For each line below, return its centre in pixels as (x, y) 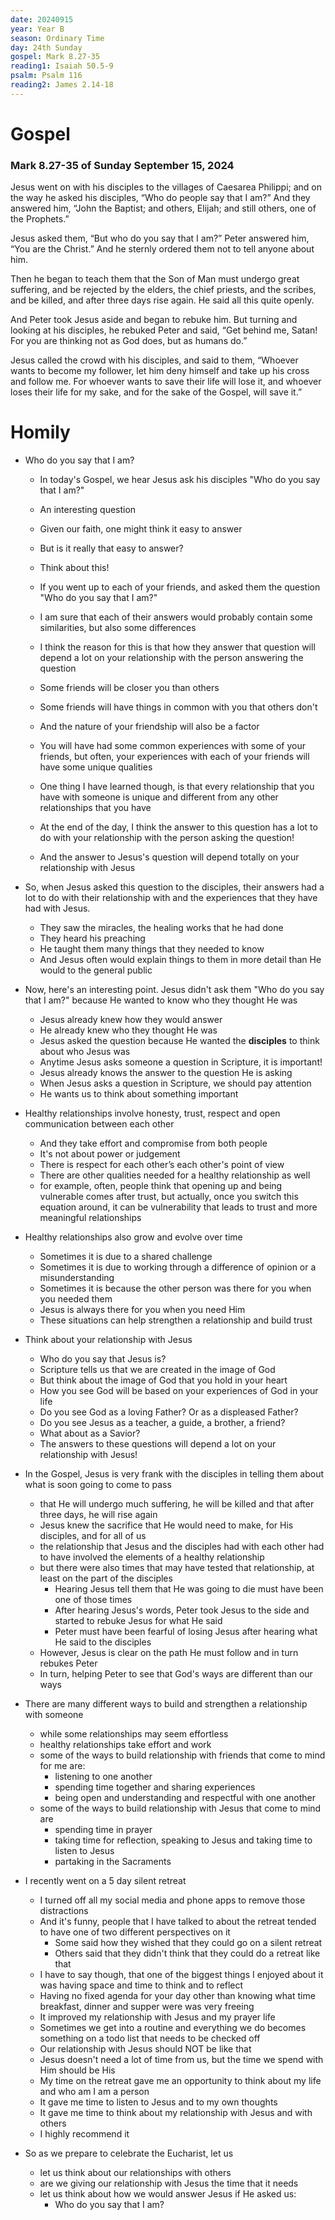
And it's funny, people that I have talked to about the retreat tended (178, 1922)
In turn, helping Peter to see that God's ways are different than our (176, 1674)
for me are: (62, 1766)
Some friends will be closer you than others (129, 688)
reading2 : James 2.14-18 (62, 85)
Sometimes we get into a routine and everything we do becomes (173, 2028)
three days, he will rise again (98, 1515)
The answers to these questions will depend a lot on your (158, 1444)
